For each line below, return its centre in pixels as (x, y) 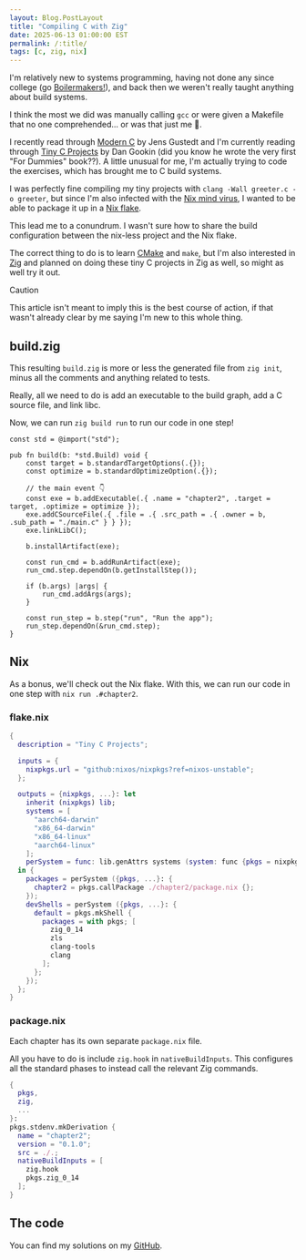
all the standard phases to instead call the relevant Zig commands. (134, 1068)
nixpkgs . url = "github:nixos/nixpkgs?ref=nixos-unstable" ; (140, 769)
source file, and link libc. (55, 405)
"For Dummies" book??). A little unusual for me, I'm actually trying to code (148, 161)
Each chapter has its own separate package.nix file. (106, 1040)
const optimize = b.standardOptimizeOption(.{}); (122, 471)
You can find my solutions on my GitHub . (86, 1245)
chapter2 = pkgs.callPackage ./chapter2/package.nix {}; (144, 888)
